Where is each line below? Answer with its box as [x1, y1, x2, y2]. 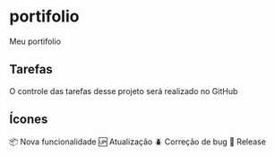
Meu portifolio [9, 36, 61, 47]
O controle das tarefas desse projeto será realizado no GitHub [9, 85, 238, 96]
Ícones [9, 112, 48, 127]
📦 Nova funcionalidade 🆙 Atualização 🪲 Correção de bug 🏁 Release [9, 136, 267, 147]
